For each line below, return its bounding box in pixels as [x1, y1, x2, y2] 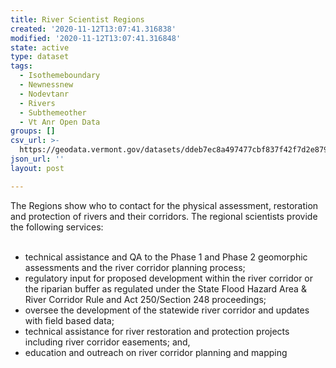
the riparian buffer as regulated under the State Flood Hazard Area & [24, 282, 307, 295]
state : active [10, 42, 70, 53]
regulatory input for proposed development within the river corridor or [24, 272, 314, 284]
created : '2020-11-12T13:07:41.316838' [10, 24, 177, 34]
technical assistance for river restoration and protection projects [24, 325, 290, 337]
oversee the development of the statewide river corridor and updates [24, 304, 310, 316]
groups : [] [10, 126, 56, 136]
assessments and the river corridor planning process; [24, 261, 246, 273]
